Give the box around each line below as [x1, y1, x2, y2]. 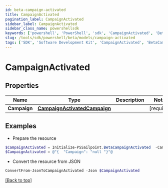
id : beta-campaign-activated [5, 7, 66, 13]
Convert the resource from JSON [12, 158, 81, 164]
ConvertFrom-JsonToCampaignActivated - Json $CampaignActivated [5, 168, 140, 173]
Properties [5, 81, 39, 90]
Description [115, 96, 144, 103]
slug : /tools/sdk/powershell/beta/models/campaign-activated [5, 36, 135, 41]
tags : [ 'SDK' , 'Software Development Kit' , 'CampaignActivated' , [5, 40, 144, 45]
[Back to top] [5, 177, 32, 183]
